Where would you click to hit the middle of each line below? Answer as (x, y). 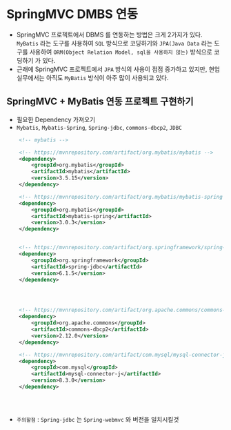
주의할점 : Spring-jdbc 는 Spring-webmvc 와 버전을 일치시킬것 (98, 419)
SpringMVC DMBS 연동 (72, 14)
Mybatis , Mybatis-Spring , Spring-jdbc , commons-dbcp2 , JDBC (99, 127)
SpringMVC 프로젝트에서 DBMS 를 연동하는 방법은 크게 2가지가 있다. (109, 35)
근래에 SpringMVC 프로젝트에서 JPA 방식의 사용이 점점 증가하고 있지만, (112, 69)
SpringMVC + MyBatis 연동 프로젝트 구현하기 (100, 102)
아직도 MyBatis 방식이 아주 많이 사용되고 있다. (108, 77)
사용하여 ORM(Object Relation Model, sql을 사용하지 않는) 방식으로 (121, 52)
